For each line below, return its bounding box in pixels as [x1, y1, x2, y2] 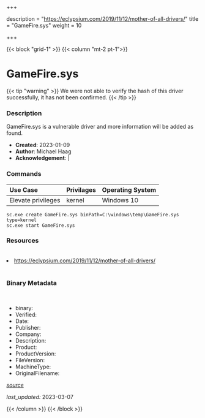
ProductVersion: [15, 350, 56, 357]
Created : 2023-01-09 [15, 142, 70, 149]
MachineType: [15, 363, 51, 371]
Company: [15, 330, 42, 338]
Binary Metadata [6, 278, 57, 287]
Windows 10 [102, 196, 139, 204]
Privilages [66, 185, 97, 194]
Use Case [9, 185, 39, 194]
